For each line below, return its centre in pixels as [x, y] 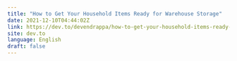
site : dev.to [26, 33]
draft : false [26, 46]
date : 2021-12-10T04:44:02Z [49, 20]
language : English [34, 40]
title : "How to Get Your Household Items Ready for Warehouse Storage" [115, 14]
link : [15, 27]
